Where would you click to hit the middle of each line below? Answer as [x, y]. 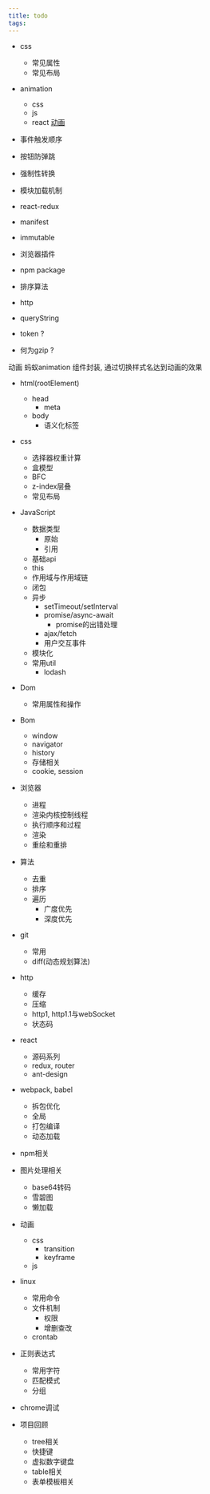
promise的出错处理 [87, 624]
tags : [17, 23]
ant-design [50, 1073]
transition [59, 1248]
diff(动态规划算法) [61, 961]
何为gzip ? [37, 350]
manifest [34, 222]
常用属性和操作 [56, 704]
